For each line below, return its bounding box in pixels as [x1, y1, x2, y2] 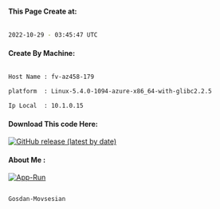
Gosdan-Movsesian [8, 195, 66, 203]
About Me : [8, 155, 46, 164]
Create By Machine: [8, 48, 76, 57]
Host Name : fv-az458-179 [8, 73, 94, 81]
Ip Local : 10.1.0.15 [8, 102, 84, 110]
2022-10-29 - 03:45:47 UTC [8, 31, 98, 39]
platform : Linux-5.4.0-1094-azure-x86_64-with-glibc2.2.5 [8, 88, 213, 96]
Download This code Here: [8, 119, 98, 128]
